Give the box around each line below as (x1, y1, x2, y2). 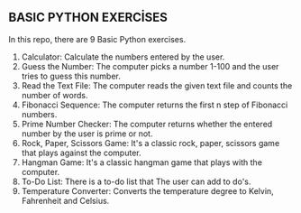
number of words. (21, 89, 88, 100)
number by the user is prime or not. (21, 128, 153, 139)
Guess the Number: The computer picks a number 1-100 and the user (21, 60, 279, 71)
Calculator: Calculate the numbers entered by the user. (21, 51, 225, 62)
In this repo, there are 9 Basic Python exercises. (8, 33, 187, 44)
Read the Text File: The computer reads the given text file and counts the (21, 79, 293, 91)
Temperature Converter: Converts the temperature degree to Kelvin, (21, 185, 274, 196)
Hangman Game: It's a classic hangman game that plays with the (21, 156, 263, 168)
